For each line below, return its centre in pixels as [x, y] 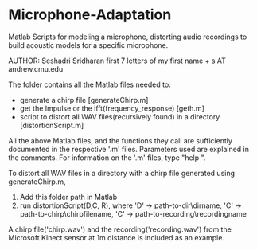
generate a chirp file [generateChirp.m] [84, 100]
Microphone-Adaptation [90, 15]
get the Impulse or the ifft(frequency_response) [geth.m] [112, 108]
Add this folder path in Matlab [68, 197]
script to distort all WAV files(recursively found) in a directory [120, 116]
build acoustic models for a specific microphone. [88, 45]
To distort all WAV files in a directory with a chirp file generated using [122, 173]
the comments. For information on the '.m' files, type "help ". [107, 158]
